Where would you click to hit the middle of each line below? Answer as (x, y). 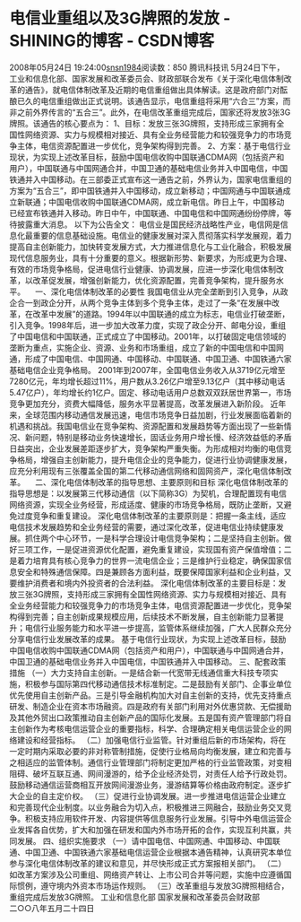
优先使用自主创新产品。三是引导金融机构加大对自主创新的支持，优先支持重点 (150, 695)
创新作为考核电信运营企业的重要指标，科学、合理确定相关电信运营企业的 (150, 728)
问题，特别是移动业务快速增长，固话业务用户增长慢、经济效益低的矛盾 (162, 437)
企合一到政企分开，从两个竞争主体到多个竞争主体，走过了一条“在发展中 (141, 302)
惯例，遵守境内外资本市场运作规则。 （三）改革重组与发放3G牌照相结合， (153, 885)
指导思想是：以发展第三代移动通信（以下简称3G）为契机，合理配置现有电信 (148, 493)
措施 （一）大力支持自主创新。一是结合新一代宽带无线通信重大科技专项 (140, 673)
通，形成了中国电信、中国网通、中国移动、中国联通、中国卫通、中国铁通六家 (150, 359)
